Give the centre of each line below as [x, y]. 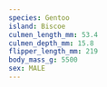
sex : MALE [27, 69]
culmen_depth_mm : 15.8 [51, 43]
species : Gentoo [39, 18]
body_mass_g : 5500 [43, 60]
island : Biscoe [37, 26]
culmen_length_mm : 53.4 [53, 34]
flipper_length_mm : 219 [53, 52]
